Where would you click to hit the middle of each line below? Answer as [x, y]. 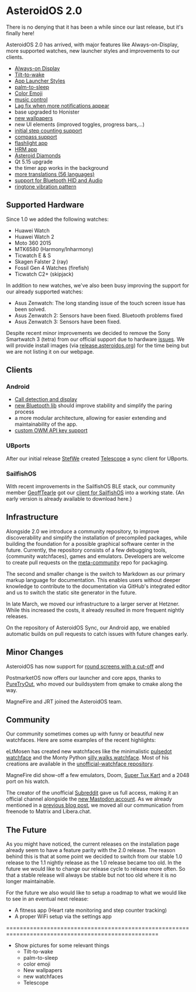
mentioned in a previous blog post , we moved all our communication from [95, 805]
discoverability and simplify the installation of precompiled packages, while [97, 538]
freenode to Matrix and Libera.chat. [49, 812]
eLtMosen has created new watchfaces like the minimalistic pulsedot [89, 751]
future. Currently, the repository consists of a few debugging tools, [87, 550]
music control [31, 99]
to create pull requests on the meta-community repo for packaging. [87, 562]
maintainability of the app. [46, 424]
